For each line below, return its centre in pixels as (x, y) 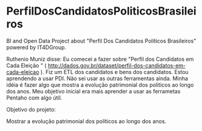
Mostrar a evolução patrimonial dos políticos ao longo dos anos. (86, 121)
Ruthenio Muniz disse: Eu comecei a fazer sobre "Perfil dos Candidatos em (100, 59)
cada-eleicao (23, 72)
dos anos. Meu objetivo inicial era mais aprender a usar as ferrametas (93, 91)
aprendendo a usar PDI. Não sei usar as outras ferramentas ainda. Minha (97, 78)
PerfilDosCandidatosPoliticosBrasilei (101, 11)
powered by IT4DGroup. (36, 47)
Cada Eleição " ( (26, 65)
